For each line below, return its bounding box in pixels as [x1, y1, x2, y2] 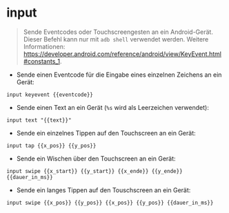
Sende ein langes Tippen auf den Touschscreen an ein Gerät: [16, 185, 191, 194]
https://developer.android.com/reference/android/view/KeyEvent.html [23, 50, 222, 58]
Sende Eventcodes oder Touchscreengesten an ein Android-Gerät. [23, 28, 213, 36]
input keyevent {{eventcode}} [6, 91, 94, 98]
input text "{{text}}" [6, 116, 72, 124]
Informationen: [23, 42, 66, 50]
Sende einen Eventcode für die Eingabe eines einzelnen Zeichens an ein [16, 71, 222, 79]
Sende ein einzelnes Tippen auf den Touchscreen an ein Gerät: [16, 129, 196, 137]
